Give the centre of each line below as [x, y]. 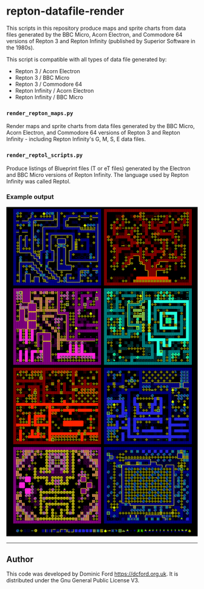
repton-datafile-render [65, 11]
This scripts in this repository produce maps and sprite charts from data [96, 28]
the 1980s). [20, 48]
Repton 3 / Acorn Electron [47, 71]
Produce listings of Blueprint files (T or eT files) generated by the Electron [98, 168]
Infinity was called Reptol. [39, 181]
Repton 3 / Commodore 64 [49, 84]
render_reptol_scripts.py [45, 155]
